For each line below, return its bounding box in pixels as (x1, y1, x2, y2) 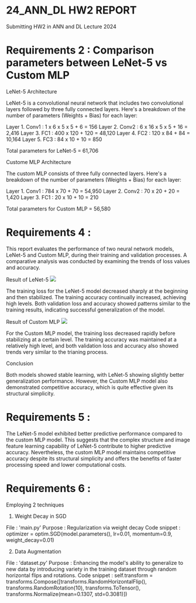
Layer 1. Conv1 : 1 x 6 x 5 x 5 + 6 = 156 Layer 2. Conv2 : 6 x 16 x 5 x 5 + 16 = (6, 123, 188, 130)
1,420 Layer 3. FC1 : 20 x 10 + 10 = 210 (6, 193, 99, 200)
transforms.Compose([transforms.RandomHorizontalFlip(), (6, 578, 147, 585)
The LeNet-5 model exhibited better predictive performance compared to (6, 430, 183, 437)
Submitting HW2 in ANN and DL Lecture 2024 (6, 23, 117, 30)
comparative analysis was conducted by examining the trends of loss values (6, 257, 190, 264)
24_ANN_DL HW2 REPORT (6, 4, 137, 17)
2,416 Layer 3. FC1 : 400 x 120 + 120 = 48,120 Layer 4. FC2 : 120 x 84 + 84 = (6, 129, 190, 136)
